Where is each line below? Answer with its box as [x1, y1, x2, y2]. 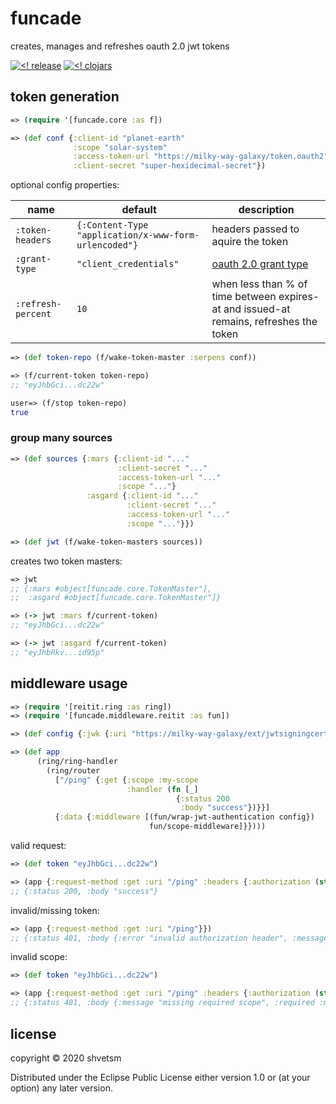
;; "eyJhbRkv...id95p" [10, 647, 105, 657]
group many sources [10, 431, 113, 445]
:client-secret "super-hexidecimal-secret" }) [73, 161, 267, 171]
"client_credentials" [76, 258, 180, 270]
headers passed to [211, 222, 300, 236]
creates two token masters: [10, 555, 123, 567]
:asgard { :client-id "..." [86, 491, 199, 501]
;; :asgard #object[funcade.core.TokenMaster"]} [10, 593, 222, 603]
